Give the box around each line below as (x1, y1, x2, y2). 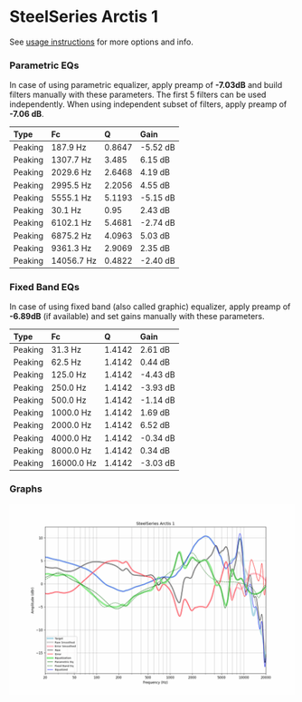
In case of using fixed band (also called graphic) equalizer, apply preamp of (9, 301, 291, 312)
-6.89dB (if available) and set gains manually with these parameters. (9, 311, 265, 322)
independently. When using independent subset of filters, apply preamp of (9, 99, 288, 110)
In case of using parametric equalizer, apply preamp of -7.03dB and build (9, 80, 283, 91)
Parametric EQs (9, 59, 80, 72)
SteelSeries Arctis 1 (9, 6, 158, 27)
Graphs (9, 483, 42, 495)
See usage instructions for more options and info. (9, 36, 194, 47)
